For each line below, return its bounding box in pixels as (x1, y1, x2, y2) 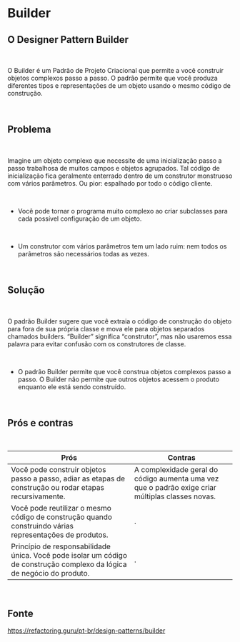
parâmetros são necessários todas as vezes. (17, 249, 150, 258)
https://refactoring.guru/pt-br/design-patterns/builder (7, 626, 166, 635)
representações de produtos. (11, 530, 109, 540)
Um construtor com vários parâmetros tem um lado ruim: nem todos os (17, 241, 227, 251)
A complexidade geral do (134, 465, 219, 475)
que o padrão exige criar (134, 483, 216, 493)
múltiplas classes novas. (134, 491, 216, 501)
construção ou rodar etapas (11, 483, 105, 493)
